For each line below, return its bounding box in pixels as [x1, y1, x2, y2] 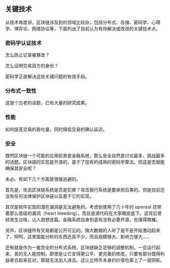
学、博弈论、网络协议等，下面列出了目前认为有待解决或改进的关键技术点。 [5, 25, 160, 31]
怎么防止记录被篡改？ [5, 52, 50, 58]
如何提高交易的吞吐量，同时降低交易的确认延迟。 [5, 126, 107, 132]
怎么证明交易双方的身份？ [5, 63, 59, 69]
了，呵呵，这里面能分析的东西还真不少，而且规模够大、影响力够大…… [5, 234, 151, 240]
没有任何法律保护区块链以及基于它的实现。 [5, 193, 94, 199]
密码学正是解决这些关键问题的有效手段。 [5, 73, 90, 80]
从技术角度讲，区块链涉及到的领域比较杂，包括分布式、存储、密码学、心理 [5, 19, 160, 25]
